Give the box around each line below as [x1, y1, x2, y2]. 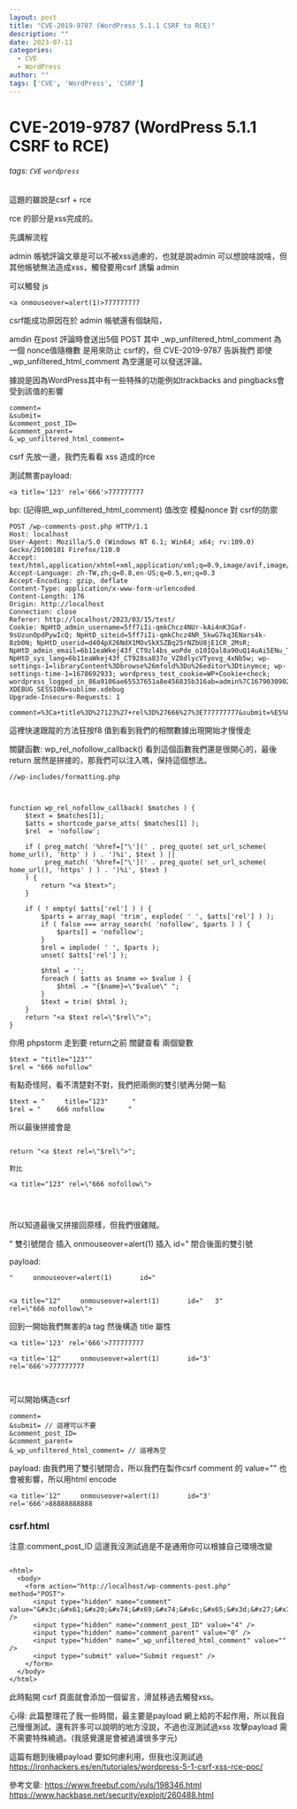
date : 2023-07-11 [9, 37, 73, 47]
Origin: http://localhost [9, 600, 104, 609]
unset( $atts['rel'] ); [41, 951, 128, 960]
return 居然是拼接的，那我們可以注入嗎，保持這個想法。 [9, 755, 212, 766]
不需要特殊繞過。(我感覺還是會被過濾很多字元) [9, 1733, 179, 1743]
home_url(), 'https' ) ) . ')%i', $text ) [9, 866, 168, 875]
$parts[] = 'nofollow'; [56, 928, 144, 937]
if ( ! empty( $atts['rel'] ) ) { [25, 905, 152, 914]
